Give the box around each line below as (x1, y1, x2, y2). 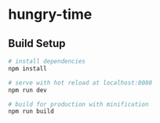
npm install (8, 64, 47, 72)
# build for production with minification (8, 100, 149, 108)
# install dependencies (8, 57, 86, 65)
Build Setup (8, 37, 66, 50)
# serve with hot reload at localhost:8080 (8, 78, 153, 87)
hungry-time (8, 5, 93, 24)
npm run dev (8, 86, 47, 94)
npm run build (8, 107, 55, 115)
